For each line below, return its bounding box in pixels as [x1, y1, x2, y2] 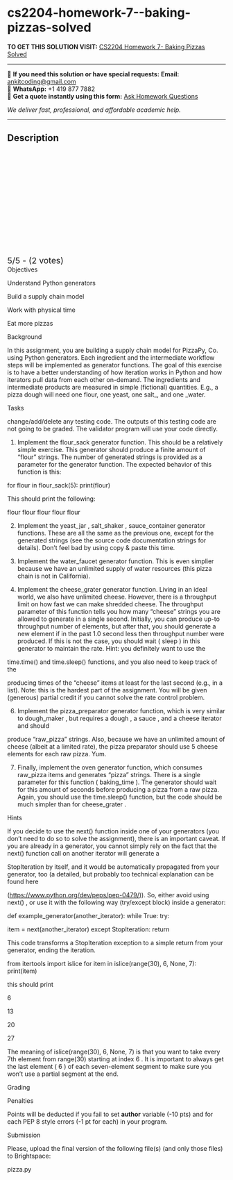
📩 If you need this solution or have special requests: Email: [7, 69, 180, 78]
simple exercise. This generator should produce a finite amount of [17, 445, 206, 454]
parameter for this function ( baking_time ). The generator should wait [17, 778, 217, 786]
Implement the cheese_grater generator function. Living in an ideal [17, 585, 208, 593]
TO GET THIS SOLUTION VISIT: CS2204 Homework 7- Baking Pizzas [7, 42, 205, 51]
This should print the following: [7, 495, 96, 503]
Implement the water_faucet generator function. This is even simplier [17, 557, 214, 565]
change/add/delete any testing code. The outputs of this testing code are [7, 417, 216, 425]
